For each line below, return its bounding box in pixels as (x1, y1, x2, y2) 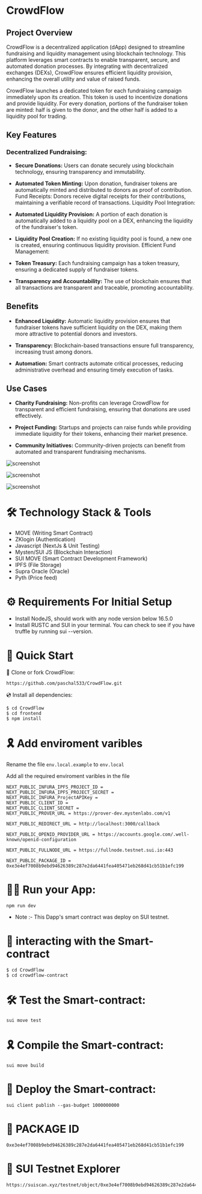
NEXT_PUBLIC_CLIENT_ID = (6, 800, 69, 806)
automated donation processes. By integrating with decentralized (6, 63, 168, 70)
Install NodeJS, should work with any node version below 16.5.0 (14, 615, 173, 622)
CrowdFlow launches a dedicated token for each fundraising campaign (6, 87, 182, 94)
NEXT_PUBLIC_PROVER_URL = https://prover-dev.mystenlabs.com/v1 (6, 810, 171, 816)
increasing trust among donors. (14, 348, 93, 355)
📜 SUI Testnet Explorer (6, 1162, 120, 1175)
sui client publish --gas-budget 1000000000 (6, 1102, 120, 1108)
